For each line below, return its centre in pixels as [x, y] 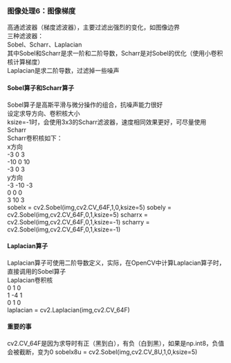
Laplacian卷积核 [30, 280]
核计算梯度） [25, 62]
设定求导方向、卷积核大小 [44, 113]
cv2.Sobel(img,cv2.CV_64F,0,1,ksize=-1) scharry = [78, 222]
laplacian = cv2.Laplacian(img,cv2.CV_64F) [68, 310]
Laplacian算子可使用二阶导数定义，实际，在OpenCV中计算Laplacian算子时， [116, 263]
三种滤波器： [25, 36]
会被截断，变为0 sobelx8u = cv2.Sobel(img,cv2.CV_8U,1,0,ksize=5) [102, 352]
